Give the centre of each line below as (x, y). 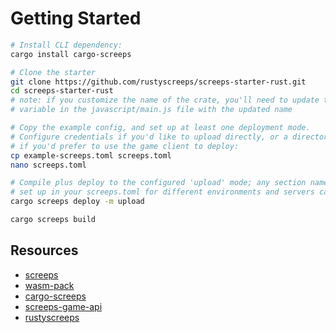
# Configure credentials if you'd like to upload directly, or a (149, 137)
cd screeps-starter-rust (62, 91)
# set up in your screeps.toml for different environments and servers (162, 192)
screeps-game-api (63, 306)
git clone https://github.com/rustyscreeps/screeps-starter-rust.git (158, 82)
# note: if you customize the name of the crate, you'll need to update (165, 100)
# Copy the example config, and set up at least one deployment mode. (160, 128)
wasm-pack (49, 285)
